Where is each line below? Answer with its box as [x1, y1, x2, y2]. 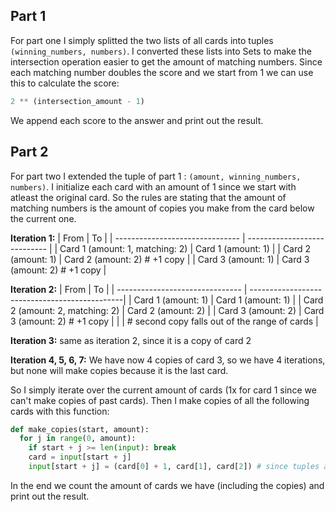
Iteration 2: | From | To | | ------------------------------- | [10, 283, 248, 295]
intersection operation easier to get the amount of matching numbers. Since [10, 55, 323, 68]
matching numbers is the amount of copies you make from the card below [10, 202, 315, 214]
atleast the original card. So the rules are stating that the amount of [10, 191, 287, 203]
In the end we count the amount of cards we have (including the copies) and [10, 479, 325, 491]
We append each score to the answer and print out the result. [10, 114, 264, 126]
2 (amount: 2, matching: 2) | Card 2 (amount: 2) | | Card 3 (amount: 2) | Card [10, 304, 325, 316]
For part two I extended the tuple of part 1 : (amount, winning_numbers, [10, 170, 302, 182]
